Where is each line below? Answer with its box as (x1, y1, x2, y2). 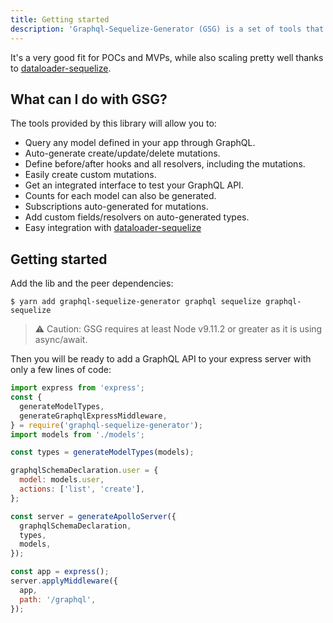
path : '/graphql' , (19, 594, 97, 605)
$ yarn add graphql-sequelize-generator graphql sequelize (10, 297, 262, 307)
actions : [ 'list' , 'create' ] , (19, 484, 145, 494)
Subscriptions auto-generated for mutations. (24, 201, 209, 213)
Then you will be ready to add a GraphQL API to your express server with (10, 353, 312, 365)
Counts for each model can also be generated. (24, 190, 217, 202)
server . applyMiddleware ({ (10, 576, 118, 586)
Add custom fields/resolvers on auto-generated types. (24, 211, 250, 223)
